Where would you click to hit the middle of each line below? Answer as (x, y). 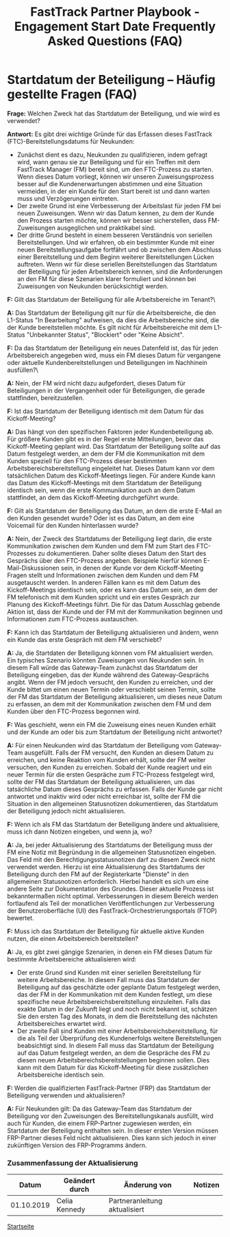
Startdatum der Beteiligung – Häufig (111, 80)
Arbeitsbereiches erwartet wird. (62, 1023)
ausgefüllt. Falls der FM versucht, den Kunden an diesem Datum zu (119, 753)
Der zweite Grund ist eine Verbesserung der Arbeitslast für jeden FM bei (119, 205)
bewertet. (21, 917)
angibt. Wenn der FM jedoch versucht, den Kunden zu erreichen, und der (110, 682)
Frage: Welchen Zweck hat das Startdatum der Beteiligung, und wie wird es (114, 113)
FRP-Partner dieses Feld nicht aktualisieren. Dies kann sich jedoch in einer (112, 1137)
